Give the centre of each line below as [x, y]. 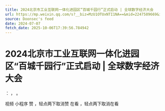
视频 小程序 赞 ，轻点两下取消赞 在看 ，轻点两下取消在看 [62, 104]
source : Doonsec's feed [29, 19]
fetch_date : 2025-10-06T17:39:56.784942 [47, 28]
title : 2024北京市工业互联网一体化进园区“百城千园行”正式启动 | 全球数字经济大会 [79, 10]
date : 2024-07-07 [23, 23]
